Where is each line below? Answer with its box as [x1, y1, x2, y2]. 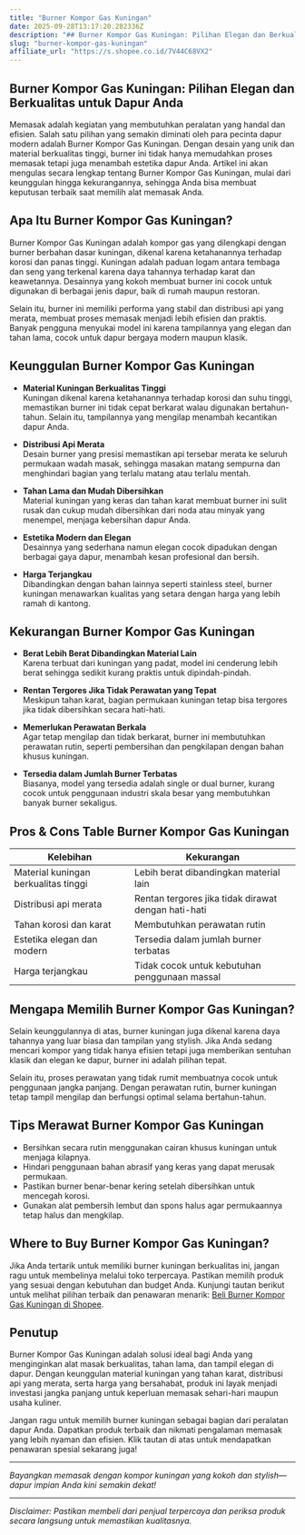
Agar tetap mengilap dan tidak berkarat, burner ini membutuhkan [22, 732, 266, 743]
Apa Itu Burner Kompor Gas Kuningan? [9, 213, 233, 228]
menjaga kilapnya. [22, 1151, 91, 1162]
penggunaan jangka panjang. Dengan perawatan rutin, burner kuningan [9, 1082, 277, 1092]
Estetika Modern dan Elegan [22, 532, 132, 543]
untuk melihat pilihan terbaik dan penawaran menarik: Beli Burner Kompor [9, 1289, 286, 1300]
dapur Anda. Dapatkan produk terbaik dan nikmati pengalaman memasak [9, 1424, 283, 1436]
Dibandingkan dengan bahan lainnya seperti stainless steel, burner [22, 578, 272, 589]
